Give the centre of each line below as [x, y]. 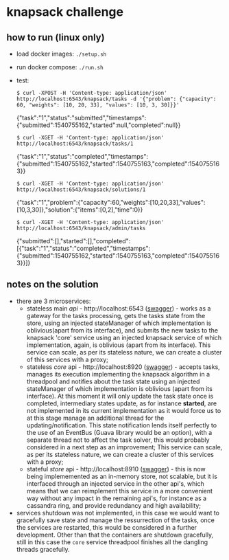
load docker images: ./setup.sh [61, 54]
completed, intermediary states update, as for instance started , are [122, 403]
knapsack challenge [65, 12]
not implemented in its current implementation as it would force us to [124, 410]
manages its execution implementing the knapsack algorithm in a [118, 374]
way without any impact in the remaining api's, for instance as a [117, 498]
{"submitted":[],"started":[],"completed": [73, 241]
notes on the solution [52, 285]
